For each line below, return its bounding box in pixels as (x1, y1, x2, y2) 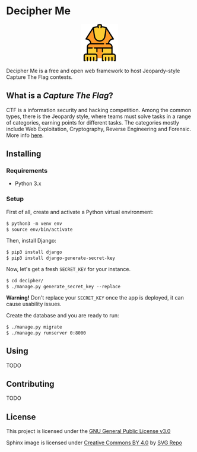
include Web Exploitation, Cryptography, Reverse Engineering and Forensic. (6, 125, 192, 132)
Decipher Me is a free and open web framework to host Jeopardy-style (6, 67, 180, 74)
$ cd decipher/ (6, 278, 44, 284)
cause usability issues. (6, 300, 62, 307)
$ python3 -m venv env (6, 221, 62, 227)
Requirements (6, 167, 48, 175)
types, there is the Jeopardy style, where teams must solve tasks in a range (6, 113, 192, 120)
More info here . (6, 132, 44, 139)
